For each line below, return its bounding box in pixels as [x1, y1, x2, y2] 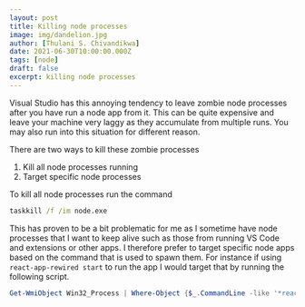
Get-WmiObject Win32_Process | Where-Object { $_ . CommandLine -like [9, 288, 271, 298]
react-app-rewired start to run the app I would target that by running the [9, 261, 284, 272]
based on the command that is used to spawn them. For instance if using [9, 252, 282, 262]
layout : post [9, 13, 59, 23]
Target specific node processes [22, 171, 142, 182]
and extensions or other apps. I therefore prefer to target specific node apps [9, 242, 295, 253]
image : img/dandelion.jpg [9, 30, 107, 39]
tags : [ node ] [9, 55, 59, 64]
